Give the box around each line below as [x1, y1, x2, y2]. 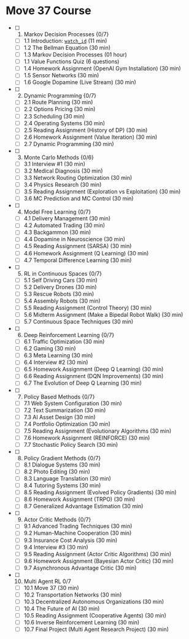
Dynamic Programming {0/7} [23, 92, 96, 99]
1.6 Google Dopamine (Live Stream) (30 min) [23, 79, 136, 86]
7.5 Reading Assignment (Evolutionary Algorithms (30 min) [23, 427, 172, 435]
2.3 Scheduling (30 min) [23, 112, 85, 120]
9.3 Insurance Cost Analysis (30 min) [23, 536, 118, 544]
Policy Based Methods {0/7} [23, 393, 95, 400]
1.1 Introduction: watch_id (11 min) [23, 37, 107, 44]
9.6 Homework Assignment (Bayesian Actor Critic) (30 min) [23, 557, 174, 565]
